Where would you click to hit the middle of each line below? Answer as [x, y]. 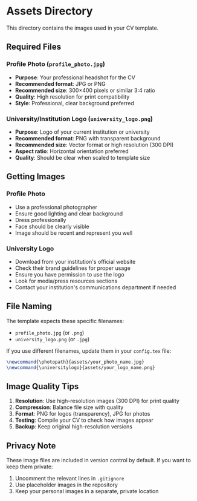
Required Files [34, 47]
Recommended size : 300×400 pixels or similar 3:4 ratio [85, 90]
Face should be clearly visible [52, 226]
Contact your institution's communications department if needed [95, 287]
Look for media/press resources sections [66, 281]
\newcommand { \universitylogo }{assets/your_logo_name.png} [81, 367]
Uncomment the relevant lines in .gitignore [69, 479]
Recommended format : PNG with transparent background [88, 138]
